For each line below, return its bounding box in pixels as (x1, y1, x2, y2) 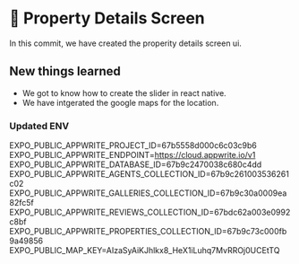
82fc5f (9, 198, 34, 208)
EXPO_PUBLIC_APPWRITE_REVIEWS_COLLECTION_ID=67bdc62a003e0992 (9, 207, 291, 218)
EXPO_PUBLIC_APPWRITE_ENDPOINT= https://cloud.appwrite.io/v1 (9, 150, 256, 161)
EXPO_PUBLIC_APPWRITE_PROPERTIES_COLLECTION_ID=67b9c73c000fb (9, 226, 287, 237)
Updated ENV (9, 119, 70, 132)
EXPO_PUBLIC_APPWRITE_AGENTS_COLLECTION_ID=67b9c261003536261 (9, 169, 289, 180)
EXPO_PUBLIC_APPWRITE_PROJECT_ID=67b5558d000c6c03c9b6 (9, 140, 258, 151)
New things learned (9, 64, 121, 79)
